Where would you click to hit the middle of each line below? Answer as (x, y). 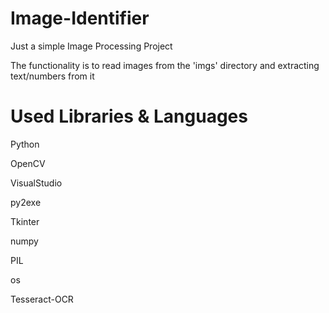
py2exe (26, 202)
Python (25, 144)
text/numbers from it (52, 76)
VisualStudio (36, 183)
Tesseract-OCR (42, 299)
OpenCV (28, 163)
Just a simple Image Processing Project (91, 46)
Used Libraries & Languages (129, 116)
